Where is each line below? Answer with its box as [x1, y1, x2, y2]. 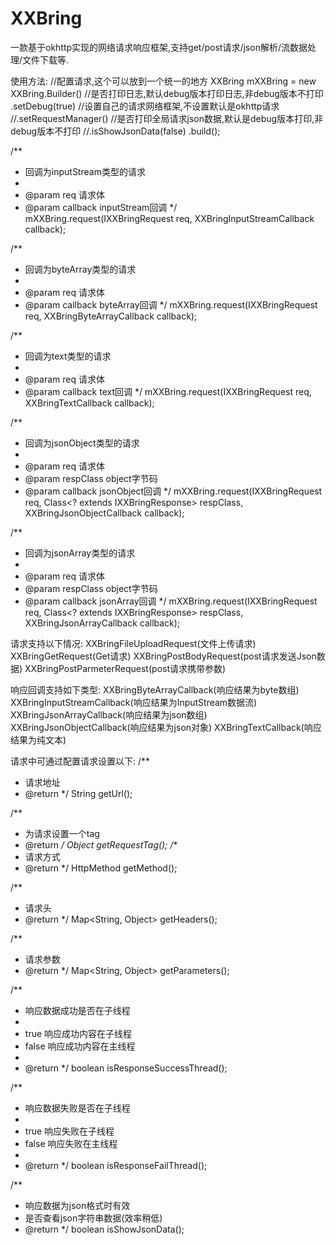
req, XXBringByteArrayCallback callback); [24, 310, 198, 322]
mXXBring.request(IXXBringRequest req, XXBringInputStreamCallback [24, 212, 315, 224]
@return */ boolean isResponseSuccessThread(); [24, 1062, 228, 1074]
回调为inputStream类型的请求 [24, 165, 146, 177]
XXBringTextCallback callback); [24, 397, 155, 409]
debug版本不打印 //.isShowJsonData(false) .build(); [10, 125, 221, 137]
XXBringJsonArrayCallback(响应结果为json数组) [10, 708, 208, 721]
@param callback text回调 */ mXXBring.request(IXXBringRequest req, [24, 385, 312, 397]
